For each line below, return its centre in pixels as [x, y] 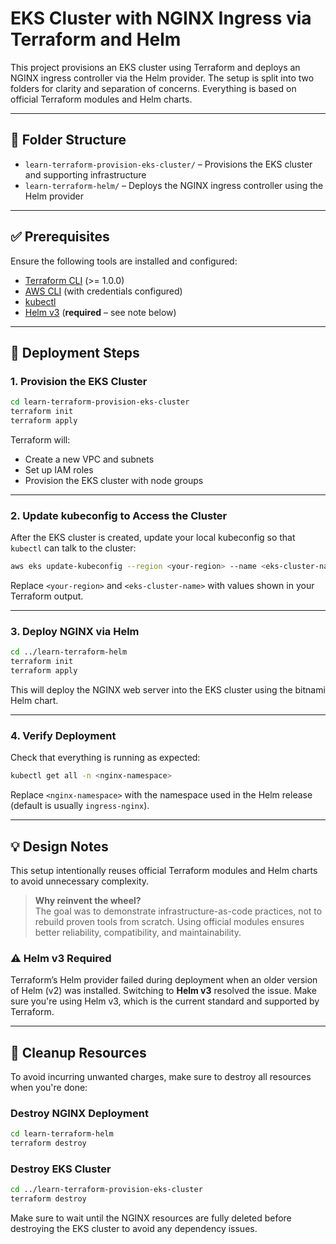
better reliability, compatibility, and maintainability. [138, 932]
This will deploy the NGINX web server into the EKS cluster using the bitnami [168, 689]
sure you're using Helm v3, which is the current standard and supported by [165, 1001]
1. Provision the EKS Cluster [79, 381]
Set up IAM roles [59, 469]
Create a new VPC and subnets [89, 459]
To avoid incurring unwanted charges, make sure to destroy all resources [161, 1077]
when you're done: [49, 1088]
